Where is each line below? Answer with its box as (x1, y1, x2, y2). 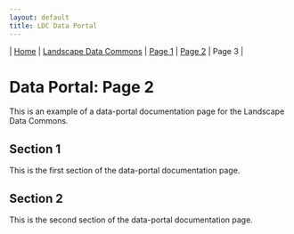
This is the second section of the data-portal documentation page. (9, 214, 254, 225)
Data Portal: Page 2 (9, 77, 154, 97)
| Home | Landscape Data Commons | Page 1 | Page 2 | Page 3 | (9, 45, 244, 56)
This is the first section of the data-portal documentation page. (9, 165, 241, 176)
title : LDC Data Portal (9, 21, 98, 30)
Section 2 (9, 190, 64, 206)
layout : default (9, 12, 69, 22)
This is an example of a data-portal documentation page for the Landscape (9, 106, 285, 117)
